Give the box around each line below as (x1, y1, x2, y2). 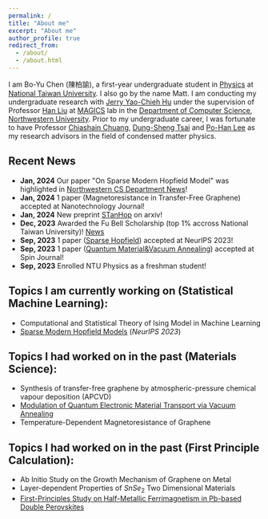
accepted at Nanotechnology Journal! (19, 201, 146, 211)
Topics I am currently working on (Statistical (8, 284, 234, 298)
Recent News (8, 154, 76, 168)
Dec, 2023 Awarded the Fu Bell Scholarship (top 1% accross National (19, 218, 249, 228)
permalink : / (8, 11, 52, 20)
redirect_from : (8, 42, 59, 50)
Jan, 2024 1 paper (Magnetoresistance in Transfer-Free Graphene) (19, 193, 242, 202)
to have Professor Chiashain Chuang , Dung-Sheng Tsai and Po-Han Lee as (8, 122, 256, 132)
